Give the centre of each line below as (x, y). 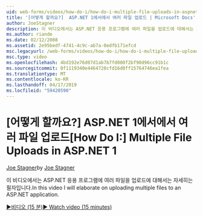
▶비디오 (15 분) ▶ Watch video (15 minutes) (59, 207)
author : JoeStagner (31, 23)
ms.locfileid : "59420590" (39, 91)
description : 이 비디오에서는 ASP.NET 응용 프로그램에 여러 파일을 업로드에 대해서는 (100, 29)
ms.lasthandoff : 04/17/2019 (42, 85)
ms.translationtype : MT (36, 74)
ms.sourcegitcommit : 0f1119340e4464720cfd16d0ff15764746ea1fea (88, 68)
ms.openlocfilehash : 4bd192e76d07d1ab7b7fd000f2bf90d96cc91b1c (88, 62)
